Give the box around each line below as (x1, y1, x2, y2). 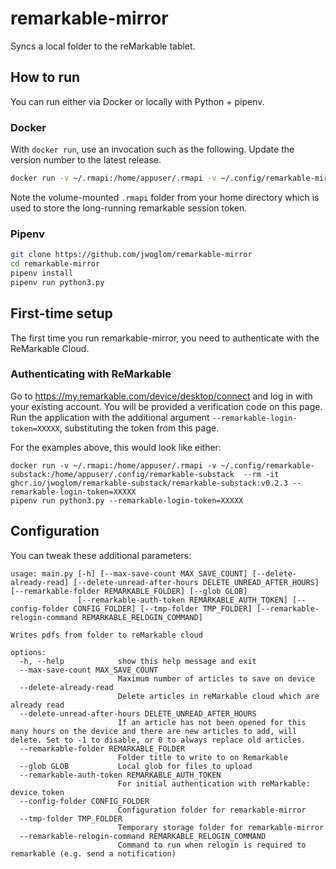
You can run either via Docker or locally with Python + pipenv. (10, 95, 265, 107)
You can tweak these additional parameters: (10, 549, 192, 561)
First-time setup (10, 305, 113, 322)
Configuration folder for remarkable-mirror (117, 805, 307, 815)
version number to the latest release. (10, 154, 162, 166)
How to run (10, 69, 81, 86)
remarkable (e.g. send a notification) (10, 848, 177, 859)
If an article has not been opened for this (117, 717, 307, 727)
